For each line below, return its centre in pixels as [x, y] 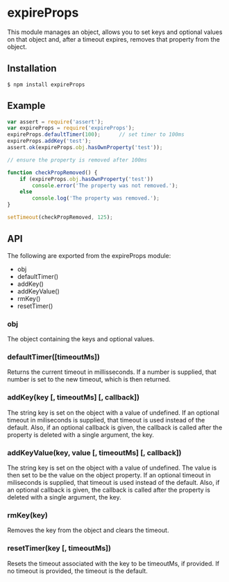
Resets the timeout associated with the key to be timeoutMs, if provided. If [113, 563]
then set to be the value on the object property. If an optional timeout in [109, 475]
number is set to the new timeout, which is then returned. [89, 379]
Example [26, 106]
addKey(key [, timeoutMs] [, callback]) [74, 397]
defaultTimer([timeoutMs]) [54, 357]
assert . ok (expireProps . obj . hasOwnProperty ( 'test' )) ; [85, 148]
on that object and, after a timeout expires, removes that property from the [113, 39]
